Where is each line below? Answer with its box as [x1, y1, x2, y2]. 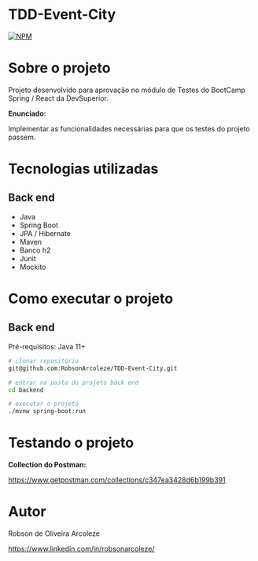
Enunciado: [8, 109, 46, 118]
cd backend [8, 386, 44, 394]
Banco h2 [19, 245, 51, 255]
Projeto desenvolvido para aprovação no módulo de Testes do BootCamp [8, 85, 246, 94]
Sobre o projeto [8, 59, 111, 77]
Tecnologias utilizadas [8, 160, 159, 178]
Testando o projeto [8, 434, 135, 452]
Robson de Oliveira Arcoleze [8, 529, 101, 538]
